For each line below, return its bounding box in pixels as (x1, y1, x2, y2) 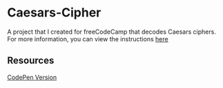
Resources (7, 55, 55, 67)
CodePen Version (7, 73, 57, 81)
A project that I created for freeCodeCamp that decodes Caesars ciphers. (7, 27, 216, 36)
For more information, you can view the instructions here (7, 34, 168, 43)
